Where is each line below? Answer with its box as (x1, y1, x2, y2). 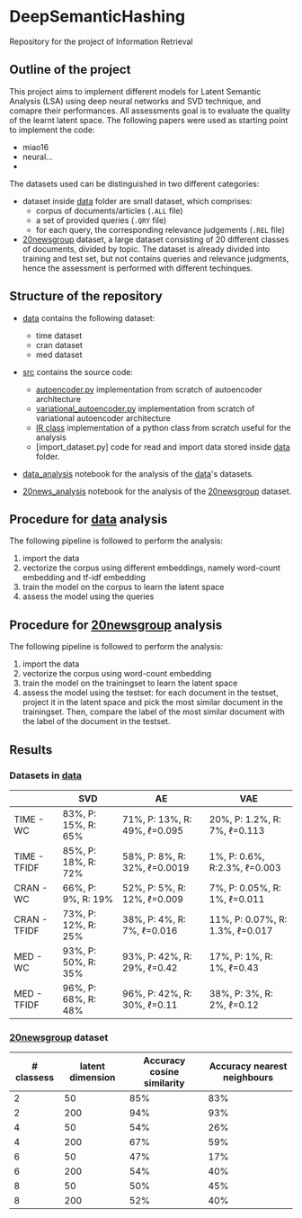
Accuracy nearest (209, 1060, 288, 1072)
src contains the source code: (22, 366, 133, 377)
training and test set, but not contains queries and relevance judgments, (22, 253, 289, 264)
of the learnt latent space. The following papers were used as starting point (9, 114, 289, 125)
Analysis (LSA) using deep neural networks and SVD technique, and (9, 95, 262, 106)
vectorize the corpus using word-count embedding (22, 668, 212, 679)
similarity (143, 1077, 185, 1089)
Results (9, 742, 53, 757)
